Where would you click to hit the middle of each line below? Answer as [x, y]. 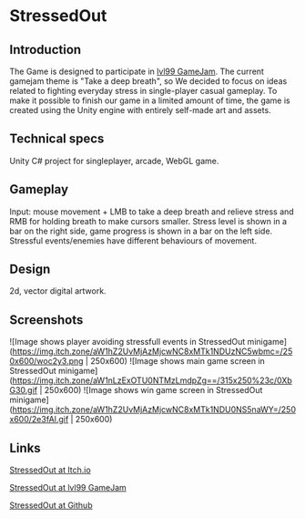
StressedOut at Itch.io [50, 470]
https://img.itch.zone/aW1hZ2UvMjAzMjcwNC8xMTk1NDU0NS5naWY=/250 [154, 410]
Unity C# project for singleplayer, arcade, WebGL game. [114, 161]
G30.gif [24, 390]
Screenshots [46, 320]
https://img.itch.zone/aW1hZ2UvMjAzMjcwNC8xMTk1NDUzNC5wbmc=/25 [152, 351]
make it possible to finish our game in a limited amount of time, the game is [150, 100]
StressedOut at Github [51, 505]
